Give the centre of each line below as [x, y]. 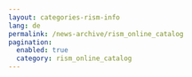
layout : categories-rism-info [64, 17]
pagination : [30, 42]
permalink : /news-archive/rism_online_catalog [96, 34]
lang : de [24, 26]
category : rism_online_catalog [74, 58]
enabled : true [42, 50]
